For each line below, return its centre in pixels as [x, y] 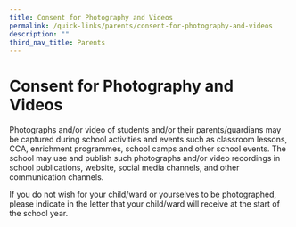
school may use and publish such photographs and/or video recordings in [145, 158]
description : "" [39, 34]
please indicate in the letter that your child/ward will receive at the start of [145, 204]
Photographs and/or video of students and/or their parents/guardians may [145, 130]
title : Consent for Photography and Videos [91, 17]
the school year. [39, 214]
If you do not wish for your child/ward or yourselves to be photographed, [143, 195]
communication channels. [57, 177]
